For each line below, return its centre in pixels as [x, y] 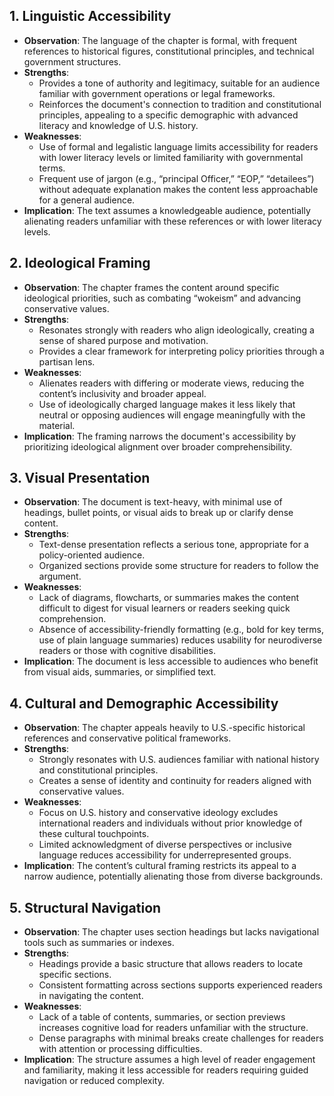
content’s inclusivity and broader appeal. [122, 393]
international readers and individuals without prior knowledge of [170, 823]
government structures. [72, 61]
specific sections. [75, 975]
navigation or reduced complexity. [94, 1081]
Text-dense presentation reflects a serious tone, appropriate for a [173, 545]
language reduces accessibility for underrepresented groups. [165, 855]
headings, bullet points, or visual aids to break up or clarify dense [158, 513]
